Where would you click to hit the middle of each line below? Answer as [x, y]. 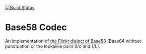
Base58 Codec [36, 27]
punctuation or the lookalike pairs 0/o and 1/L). [53, 46]
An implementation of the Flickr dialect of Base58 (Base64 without [73, 41]
